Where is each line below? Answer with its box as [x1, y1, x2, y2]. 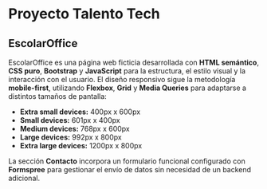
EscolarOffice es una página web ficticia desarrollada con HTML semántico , [8, 57, 259, 67]
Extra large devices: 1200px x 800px [19, 141, 143, 150]
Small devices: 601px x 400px [19, 116, 121, 124]
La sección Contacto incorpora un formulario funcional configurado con [8, 156, 245, 166]
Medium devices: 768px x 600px [19, 124, 130, 133]
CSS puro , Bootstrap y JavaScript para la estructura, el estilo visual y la [8, 66, 245, 76]
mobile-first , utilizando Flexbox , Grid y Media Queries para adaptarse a [8, 83, 247, 93]
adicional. [8, 173, 41, 183]
